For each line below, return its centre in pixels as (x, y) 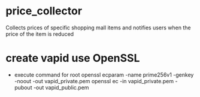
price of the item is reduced (40, 34)
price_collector (44, 11)
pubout (23, 87)
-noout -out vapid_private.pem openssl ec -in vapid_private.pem (94, 81)
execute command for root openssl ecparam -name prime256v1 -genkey (104, 75)
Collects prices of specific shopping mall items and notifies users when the (98, 28)
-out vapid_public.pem (61, 87)
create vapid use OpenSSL (73, 58)
